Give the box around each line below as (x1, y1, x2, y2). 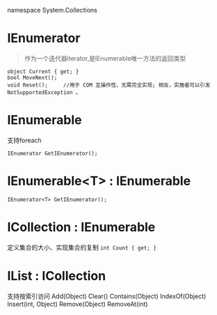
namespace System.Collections (7, 6, 97, 14)
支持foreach (7, 136, 42, 144)
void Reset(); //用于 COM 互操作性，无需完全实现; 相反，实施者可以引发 (7, 82, 211, 89)
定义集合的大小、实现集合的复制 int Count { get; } (7, 243, 156, 252)
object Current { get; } (7, 68, 79, 75)
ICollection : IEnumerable (7, 220, 156, 235)
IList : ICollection (7, 268, 106, 284)
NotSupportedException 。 (7, 89, 81, 96)
